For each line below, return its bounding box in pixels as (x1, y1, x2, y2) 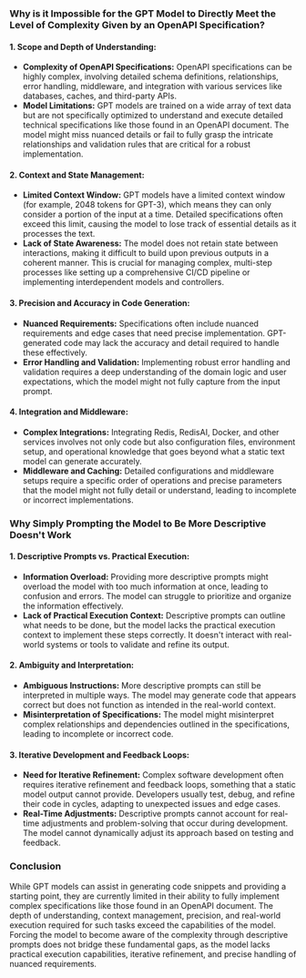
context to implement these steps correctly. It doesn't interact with (22, 629, 273, 640)
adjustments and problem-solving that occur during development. (41, 818, 289, 829)
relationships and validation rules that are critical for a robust (22, 139, 251, 150)
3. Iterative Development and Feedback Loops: (9, 749, 189, 760)
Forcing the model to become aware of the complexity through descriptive (9, 929, 289, 940)
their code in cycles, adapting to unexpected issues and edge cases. (22, 799, 280, 810)
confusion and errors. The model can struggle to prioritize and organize (22, 590, 291, 601)
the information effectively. (22, 600, 124, 611)
